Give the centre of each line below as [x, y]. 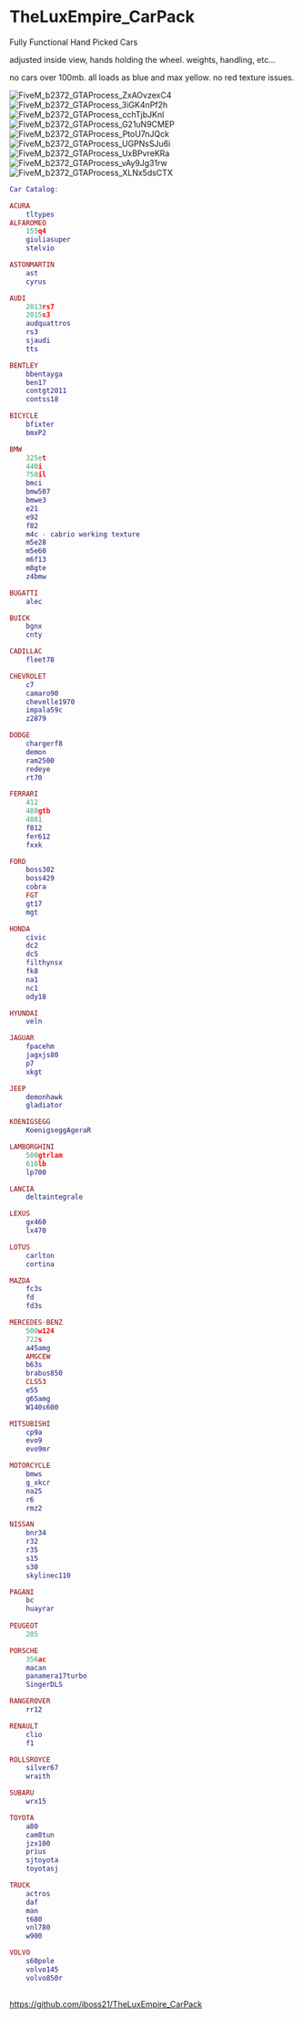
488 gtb [38, 811]
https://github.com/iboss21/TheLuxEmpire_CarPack [106, 2003]
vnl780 [38, 1928]
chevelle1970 [50, 702]
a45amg [38, 1348]
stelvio [40, 248]
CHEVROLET [28, 676]
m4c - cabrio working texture [83, 534]
